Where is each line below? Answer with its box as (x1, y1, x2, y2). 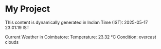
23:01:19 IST (5, 24, 30, 30)
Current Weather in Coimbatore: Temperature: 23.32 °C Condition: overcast (5, 34, 157, 40)
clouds (5, 39, 19, 45)
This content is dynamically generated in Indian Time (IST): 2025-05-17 (5, 19, 148, 25)
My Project (5, 3, 50, 15)
